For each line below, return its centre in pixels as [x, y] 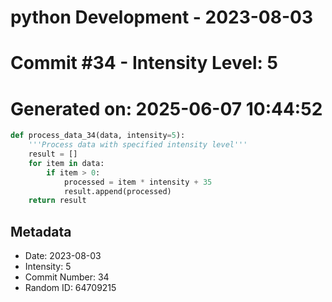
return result [57, 201]
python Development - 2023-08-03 [161, 17]
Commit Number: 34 [67, 277]
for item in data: [66, 163]
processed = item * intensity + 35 [138, 182]
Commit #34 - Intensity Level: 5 [144, 63]
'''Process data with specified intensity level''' [138, 145]
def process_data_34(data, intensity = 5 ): [98, 136]
